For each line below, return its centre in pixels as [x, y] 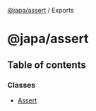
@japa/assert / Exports [41, 10]
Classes [22, 85]
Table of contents [47, 65]
